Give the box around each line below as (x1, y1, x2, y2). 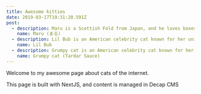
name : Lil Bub (17, 42, 52, 48)
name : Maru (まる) (17, 31, 61, 37)
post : (6, 20, 20, 26)
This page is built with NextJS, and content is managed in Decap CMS (6, 81, 179, 88)
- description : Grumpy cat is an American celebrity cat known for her (11, 48, 194, 54)
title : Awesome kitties (6, 8, 66, 15)
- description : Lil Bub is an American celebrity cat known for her (11, 36, 186, 42)
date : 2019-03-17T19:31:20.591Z (6, 14, 87, 20)
